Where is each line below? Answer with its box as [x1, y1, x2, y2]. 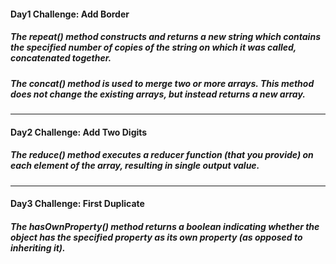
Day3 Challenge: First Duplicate [10, 198, 145, 210]
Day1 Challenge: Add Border [10, 8, 130, 20]
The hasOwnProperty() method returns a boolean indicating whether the [10, 220, 320, 232]
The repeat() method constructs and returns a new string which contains [10, 31, 321, 43]
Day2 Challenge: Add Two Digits [10, 126, 148, 138]
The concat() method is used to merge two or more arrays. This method [10, 77, 315, 89]
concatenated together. [10, 52, 112, 64]
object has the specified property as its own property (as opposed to [10, 231, 303, 243]
